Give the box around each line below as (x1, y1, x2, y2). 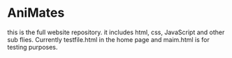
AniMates (7, 5, 65, 21)
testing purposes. (7, 43, 58, 51)
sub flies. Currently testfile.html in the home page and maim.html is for (7, 35, 210, 43)
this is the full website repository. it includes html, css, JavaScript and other (7, 28, 225, 36)
